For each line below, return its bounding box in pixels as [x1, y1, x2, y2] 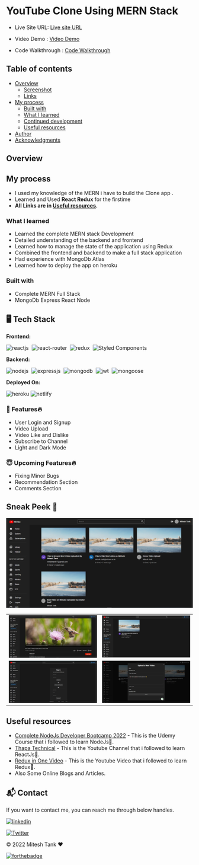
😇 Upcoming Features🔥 [6, 458, 76, 467]
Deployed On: [6, 379, 41, 386]
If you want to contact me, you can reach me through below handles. [6, 806, 175, 813]
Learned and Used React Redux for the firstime [14, 196, 131, 203]
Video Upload [14, 425, 49, 432]
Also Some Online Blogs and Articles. [14, 770, 106, 777]
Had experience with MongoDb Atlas [14, 256, 105, 263]
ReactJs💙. [14, 751, 40, 758]
